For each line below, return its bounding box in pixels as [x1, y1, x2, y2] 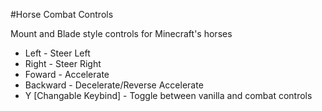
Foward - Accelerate [24, 69, 110, 80]
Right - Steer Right [24, 58, 102, 69]
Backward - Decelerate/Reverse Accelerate [24, 79, 204, 91]
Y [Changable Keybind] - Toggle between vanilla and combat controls [24, 90, 313, 101]
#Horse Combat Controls [10, 9, 114, 20]
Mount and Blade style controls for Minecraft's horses [10, 28, 233, 39]
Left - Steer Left [24, 47, 91, 59]
